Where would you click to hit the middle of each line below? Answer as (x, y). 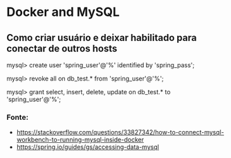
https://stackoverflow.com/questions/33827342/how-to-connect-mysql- (120, 132)
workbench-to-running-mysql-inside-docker (80, 140)
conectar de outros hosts (62, 48)
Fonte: (18, 117)
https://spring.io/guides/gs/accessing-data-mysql (88, 147)
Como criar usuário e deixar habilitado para (102, 38)
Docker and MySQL (63, 12)
